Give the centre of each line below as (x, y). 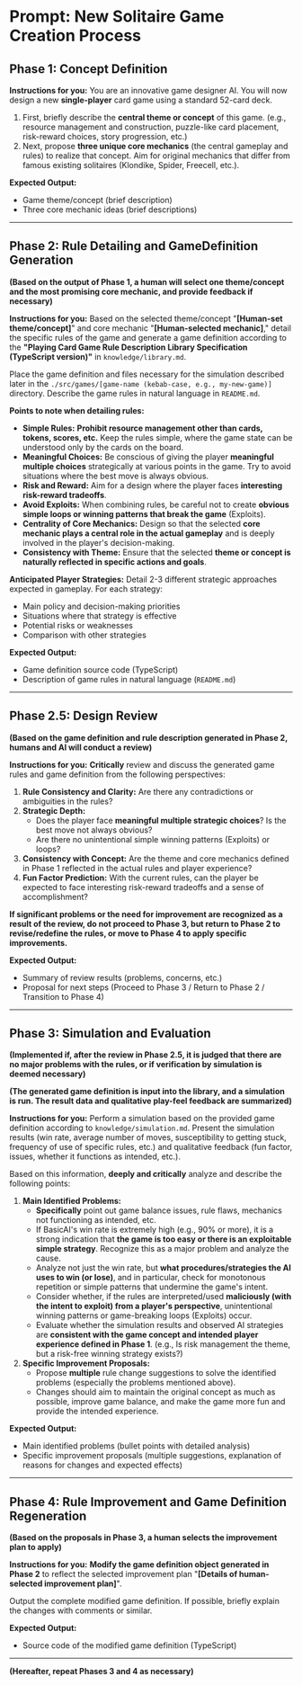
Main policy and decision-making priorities (101, 606)
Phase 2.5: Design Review (84, 716)
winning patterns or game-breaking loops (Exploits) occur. (144, 1315)
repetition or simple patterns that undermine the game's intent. (151, 1287)
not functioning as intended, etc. (96, 1220)
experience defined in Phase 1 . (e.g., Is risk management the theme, (163, 1344)
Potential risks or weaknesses (77, 625)
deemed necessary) (48, 1074)
